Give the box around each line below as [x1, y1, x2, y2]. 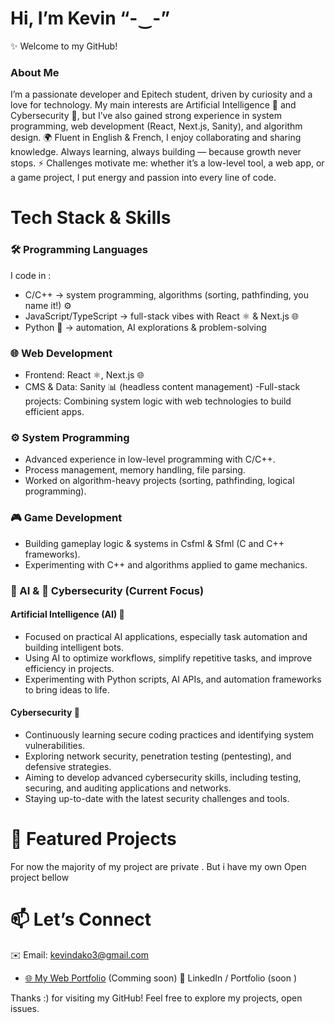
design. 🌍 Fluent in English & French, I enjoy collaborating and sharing [10, 132, 302, 144]
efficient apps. [24, 406, 85, 418]
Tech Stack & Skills [10, 207, 172, 229]
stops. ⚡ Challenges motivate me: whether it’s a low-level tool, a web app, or [10, 157, 325, 169]
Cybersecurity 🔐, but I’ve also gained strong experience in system [10, 110, 282, 122]
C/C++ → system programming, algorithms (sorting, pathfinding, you [24, 288, 309, 301]
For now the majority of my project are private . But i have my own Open [10, 860, 307, 872]
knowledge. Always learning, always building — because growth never [10, 146, 302, 158]
